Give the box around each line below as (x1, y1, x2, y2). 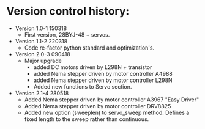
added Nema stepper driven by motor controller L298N (33, 76, 173, 84)
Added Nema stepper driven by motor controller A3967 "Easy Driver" (24, 96, 199, 103)
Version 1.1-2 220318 (15, 37, 68, 45)
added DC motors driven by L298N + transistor (33, 63, 152, 71)
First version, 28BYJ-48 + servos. (24, 31, 110, 38)
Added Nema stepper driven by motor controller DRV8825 (24, 102, 171, 109)
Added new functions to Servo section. (33, 83, 132, 90)
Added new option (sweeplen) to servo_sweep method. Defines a (24, 109, 190, 116)
